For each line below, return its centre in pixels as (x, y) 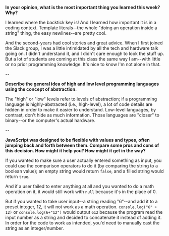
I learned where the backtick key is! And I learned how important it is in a (81, 22)
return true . (17, 176)
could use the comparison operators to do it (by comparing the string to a (81, 166)
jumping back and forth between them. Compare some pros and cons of (82, 145)
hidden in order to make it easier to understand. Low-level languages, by (81, 110)
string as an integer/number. (35, 228)
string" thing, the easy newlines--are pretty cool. (56, 33)
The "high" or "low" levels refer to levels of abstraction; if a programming (81, 99)
